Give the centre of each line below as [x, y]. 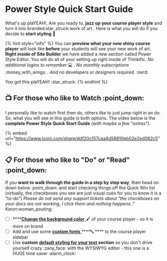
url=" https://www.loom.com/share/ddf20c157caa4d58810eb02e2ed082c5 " [83, 138]
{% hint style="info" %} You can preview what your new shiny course [78, 43]
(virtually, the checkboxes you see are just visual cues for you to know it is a [83, 193]
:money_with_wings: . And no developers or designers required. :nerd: [77, 72]
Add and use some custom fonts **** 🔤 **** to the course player [79, 231]
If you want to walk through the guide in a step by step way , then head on [82, 182]
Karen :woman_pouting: [29, 209]
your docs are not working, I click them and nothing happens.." [70, 203]
